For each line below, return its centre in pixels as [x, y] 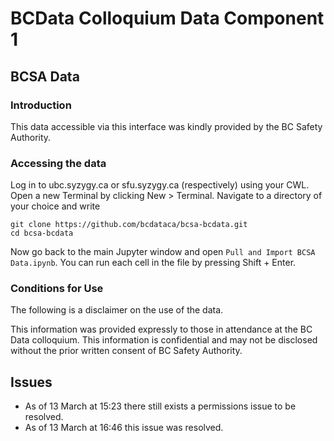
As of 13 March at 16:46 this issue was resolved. [124, 428]
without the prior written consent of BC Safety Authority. [126, 351]
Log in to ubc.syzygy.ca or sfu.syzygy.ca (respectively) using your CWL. [160, 185]
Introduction [41, 105]
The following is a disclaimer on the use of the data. [117, 310]
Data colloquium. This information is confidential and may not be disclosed [164, 340]
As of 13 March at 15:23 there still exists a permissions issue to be [160, 406]
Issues [31, 382]
